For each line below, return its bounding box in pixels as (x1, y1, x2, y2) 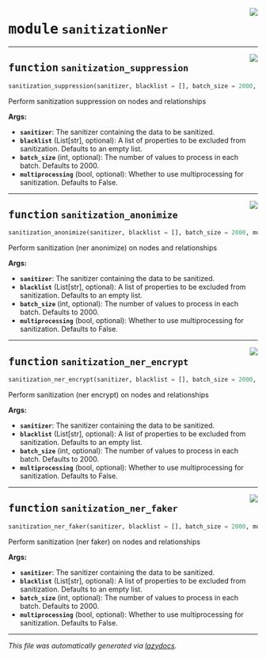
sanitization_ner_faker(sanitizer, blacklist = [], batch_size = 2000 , (8, 523, 249, 531)
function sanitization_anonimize (8, 208, 178, 222)
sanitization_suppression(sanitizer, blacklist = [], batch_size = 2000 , (8, 82, 257, 90)
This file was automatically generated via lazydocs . (8, 641, 177, 650)
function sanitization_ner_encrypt (8, 355, 188, 368)
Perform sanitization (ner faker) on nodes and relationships (8, 537, 200, 546)
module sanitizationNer (8, 21, 169, 38)
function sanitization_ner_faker (8, 502, 178, 515)
